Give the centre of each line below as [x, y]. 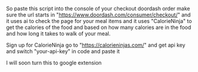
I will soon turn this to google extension [54, 63]
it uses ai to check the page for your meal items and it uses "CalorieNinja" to [99, 21]
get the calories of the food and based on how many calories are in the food [99, 27]
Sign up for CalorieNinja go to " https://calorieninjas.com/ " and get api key [96, 45]
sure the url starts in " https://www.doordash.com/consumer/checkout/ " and [98, 15]
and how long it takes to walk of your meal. [59, 34]
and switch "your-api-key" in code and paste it [63, 51]
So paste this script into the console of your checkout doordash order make [98, 9]
